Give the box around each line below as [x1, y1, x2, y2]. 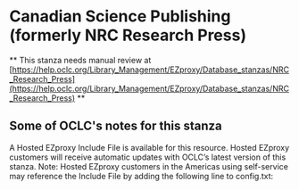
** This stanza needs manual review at [9, 54, 152, 65]
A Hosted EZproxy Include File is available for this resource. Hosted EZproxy [9, 142, 290, 153]
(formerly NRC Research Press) [9, 25, 247, 45]
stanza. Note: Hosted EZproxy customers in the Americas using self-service [9, 161, 288, 171]
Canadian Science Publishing [9, 6, 231, 27]
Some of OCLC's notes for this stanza [9, 119, 222, 134]
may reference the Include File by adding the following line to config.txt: [9, 170, 274, 181]
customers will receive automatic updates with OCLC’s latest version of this [9, 152, 287, 162]
